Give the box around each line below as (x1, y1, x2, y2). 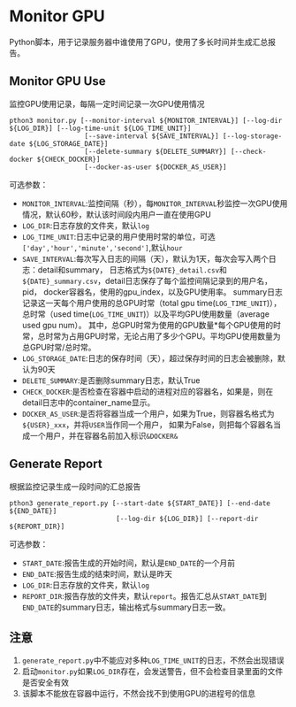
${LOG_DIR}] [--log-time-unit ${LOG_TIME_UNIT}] (9, 124, 192, 133)
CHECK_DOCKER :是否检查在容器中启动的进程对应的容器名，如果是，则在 (21, 386, 274, 396)
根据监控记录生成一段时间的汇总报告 (9, 480, 141, 492)
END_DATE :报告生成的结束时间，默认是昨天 (21, 568, 173, 579)
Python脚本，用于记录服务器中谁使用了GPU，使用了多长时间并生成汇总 (9, 36, 269, 47)
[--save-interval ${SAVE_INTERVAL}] (84, 131, 219, 141)
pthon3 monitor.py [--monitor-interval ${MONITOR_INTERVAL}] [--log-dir (9, 116, 283, 125)
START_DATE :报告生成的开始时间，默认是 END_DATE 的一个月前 (21, 557, 236, 568)
